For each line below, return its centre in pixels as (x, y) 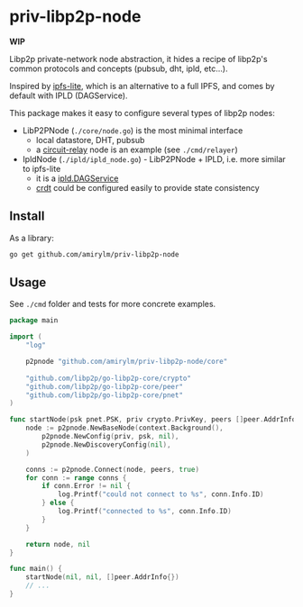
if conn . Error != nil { (86, 486)
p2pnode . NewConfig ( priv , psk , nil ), (110, 437)
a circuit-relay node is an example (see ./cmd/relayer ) (137, 149)
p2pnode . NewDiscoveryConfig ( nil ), (106, 444)
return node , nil (58, 544)
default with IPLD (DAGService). (69, 95)
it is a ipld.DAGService (77, 178)
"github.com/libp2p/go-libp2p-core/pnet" (104, 395)
